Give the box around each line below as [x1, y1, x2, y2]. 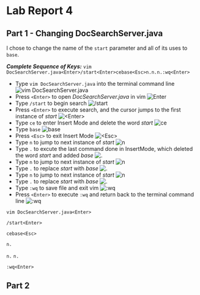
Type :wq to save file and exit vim [15, 185, 99, 191]
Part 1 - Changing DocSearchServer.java [6, 28, 163, 39]
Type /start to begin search [15, 99, 87, 107]
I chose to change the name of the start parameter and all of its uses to [6, 44, 188, 52]
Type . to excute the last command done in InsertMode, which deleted [15, 145, 193, 152]
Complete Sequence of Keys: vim [6, 63, 92, 70]
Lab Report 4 [6, 4, 73, 18]
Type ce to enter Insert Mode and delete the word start [15, 119, 154, 126]
